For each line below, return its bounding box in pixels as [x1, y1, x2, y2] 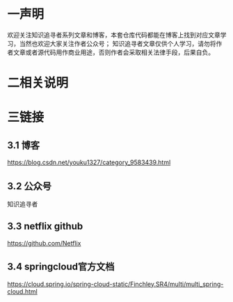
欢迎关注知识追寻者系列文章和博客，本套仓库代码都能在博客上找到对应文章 [7, 31, 220, 39]
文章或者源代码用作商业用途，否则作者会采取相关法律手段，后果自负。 [13, 48, 214, 56]
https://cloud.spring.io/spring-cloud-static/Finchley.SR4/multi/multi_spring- [7, 280, 224, 288]
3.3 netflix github [7, 221, 83, 232]
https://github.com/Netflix [7, 239, 81, 247]
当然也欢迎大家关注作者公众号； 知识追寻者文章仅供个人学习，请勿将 [19, 39, 216, 47]
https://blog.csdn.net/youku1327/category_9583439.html [7, 158, 171, 167]
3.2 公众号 [7, 180, 52, 192]
